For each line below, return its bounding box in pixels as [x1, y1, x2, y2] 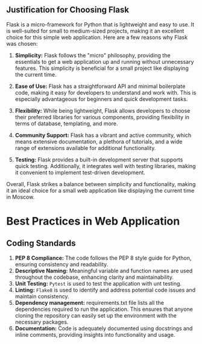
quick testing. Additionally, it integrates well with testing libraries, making [14, 162, 196, 169]
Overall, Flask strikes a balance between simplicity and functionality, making [6, 180, 196, 187]
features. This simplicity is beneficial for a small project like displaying [14, 64, 189, 72]
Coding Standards [6, 238, 76, 249]
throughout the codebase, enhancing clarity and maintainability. [14, 274, 174, 281]
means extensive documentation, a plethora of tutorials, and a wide [14, 138, 183, 145]
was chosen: [6, 40, 38, 47]
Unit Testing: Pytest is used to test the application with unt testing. [14, 280, 182, 287]
